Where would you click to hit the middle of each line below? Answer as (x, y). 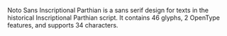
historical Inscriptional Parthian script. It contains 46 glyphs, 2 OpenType (113, 18)
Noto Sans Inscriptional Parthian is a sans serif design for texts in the (108, 10)
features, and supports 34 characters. (63, 25)
